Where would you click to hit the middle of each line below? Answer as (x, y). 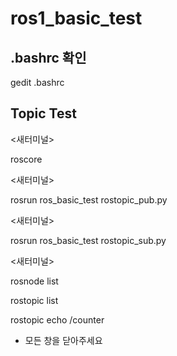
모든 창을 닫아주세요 (63, 340)
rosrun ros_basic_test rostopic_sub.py (88, 240)
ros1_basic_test (76, 18)
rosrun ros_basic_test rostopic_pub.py (89, 199)
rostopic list (34, 300)
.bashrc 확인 (48, 57)
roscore (26, 159)
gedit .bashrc (37, 82)
